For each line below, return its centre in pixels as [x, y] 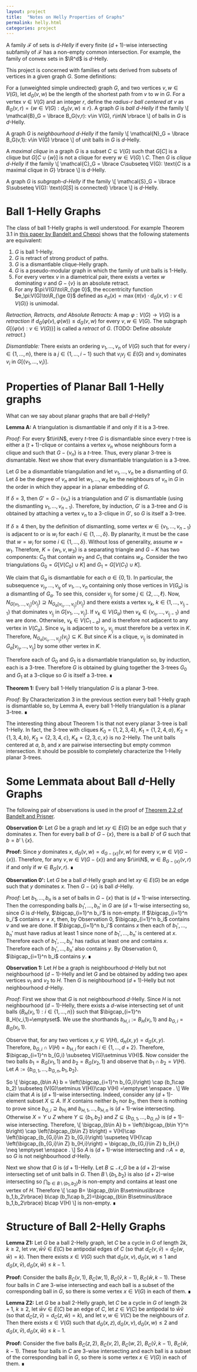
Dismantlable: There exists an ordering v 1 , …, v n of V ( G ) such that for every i [98, 347]
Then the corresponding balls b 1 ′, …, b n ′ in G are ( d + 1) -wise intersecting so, [98, 906]
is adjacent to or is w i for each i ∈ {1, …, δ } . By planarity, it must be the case [98, 535]
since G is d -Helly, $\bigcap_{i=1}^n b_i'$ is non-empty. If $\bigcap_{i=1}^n [97, 913]
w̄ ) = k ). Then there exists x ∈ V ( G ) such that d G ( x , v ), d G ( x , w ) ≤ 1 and [92, 1258]
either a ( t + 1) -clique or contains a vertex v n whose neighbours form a [91, 445]
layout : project [26, 11]
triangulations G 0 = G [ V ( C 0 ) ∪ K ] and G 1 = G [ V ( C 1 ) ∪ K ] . [74, 565]
